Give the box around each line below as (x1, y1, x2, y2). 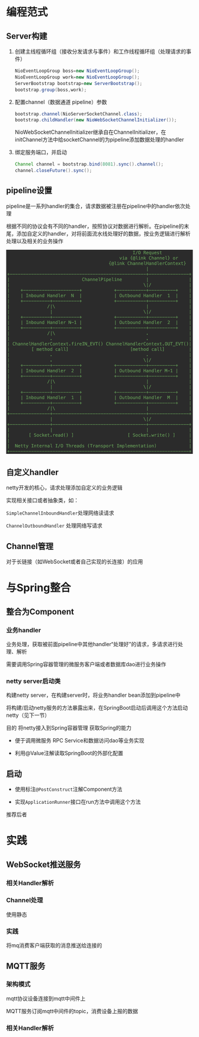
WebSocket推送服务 (6, 859, 81, 869)
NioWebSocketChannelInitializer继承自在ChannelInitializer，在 (14, 129, 166, 136)
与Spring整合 (6, 581, 71, 595)
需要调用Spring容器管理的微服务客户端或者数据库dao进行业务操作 (6, 660, 167, 668)
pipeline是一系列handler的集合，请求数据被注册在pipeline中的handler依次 (6, 202, 185, 209)
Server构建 (6, 31, 47, 41)
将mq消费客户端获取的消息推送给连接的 (6, 942, 102, 949)
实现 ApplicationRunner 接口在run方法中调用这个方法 (14, 798, 141, 806)
